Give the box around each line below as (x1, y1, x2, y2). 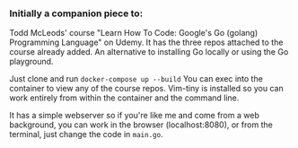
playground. (9, 57, 54, 67)
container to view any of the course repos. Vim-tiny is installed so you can (9, 83, 285, 94)
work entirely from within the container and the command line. (9, 92, 240, 103)
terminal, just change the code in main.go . (9, 129, 163, 140)
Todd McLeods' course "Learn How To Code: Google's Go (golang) (9, 28, 259, 39)
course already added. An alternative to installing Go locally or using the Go (9, 47, 289, 57)
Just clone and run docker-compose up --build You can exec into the (9, 74, 263, 84)
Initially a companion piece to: (9, 7, 144, 20)
